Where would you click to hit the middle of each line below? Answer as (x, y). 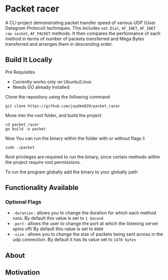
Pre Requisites (20, 72)
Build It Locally (29, 60)
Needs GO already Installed (41, 87)
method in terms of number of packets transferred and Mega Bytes (75, 39)
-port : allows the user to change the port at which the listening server (85, 224)
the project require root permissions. (43, 162)
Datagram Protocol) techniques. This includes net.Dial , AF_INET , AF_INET (80, 28)
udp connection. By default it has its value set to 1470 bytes (74, 240)
